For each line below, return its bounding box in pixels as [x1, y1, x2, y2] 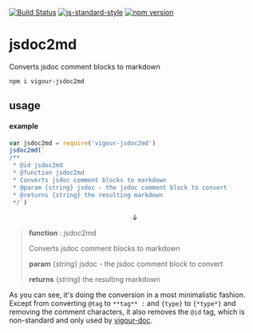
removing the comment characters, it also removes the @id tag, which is [9, 307, 246, 317]
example [9, 121, 39, 131]
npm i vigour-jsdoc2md [9, 77, 85, 85]
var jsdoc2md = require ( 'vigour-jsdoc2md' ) [9, 139, 156, 147]
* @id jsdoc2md [12, 161, 63, 169]
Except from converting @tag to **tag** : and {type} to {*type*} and [9, 299, 236, 308]
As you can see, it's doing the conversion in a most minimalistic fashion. [9, 290, 246, 299]
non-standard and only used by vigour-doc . [9, 315, 153, 325]
